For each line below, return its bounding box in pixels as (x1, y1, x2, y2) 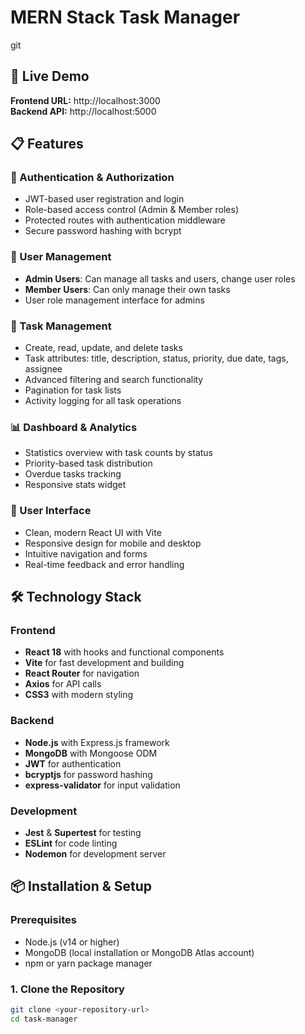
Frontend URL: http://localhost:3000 (10, 94, 161, 106)
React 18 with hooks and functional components (24, 646, 225, 658)
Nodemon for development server (24, 847, 167, 860)
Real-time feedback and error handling (24, 558, 185, 570)
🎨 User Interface (10, 504, 92, 518)
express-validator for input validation (24, 779, 181, 791)
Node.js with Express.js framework (24, 736, 170, 748)
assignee (24, 363, 63, 375)
